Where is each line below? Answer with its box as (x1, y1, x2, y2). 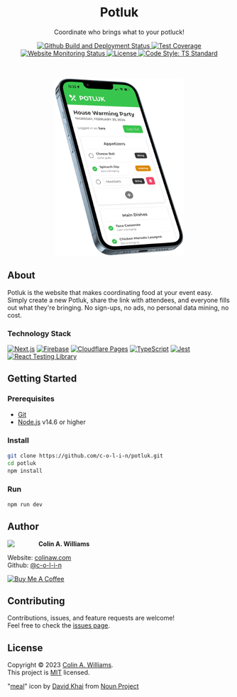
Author (7, 520, 39, 532)
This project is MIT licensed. (7, 668, 90, 677)
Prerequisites (7, 394, 55, 404)
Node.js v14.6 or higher (17, 418, 87, 426)
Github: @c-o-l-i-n (7, 561, 62, 569)
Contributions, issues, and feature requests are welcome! (7, 614, 175, 623)
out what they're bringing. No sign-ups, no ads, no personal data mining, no (7, 303, 229, 312)
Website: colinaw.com (7, 553, 72, 562)
